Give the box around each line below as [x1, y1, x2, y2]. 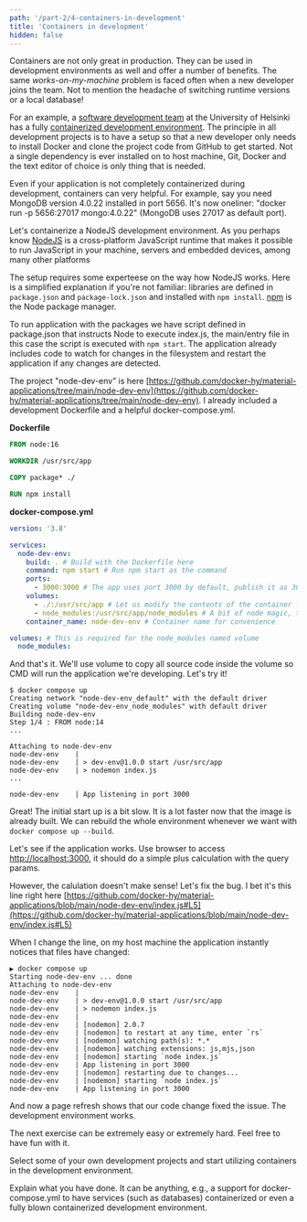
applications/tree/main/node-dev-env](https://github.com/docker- [9, 385, 259, 396]
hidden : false [9, 30, 64, 39]
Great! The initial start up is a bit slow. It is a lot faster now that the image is [9, 806, 292, 817]
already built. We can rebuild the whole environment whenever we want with [9, 816, 298, 827]
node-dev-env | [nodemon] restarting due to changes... [9, 1068, 239, 1077]
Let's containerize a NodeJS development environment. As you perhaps [9, 225, 281, 236]
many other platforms [9, 254, 90, 265]
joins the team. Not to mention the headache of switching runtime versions [9, 84, 291, 96]
